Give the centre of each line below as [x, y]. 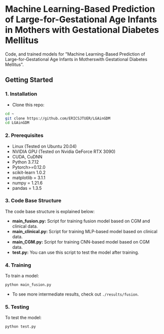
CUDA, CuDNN [27, 156]
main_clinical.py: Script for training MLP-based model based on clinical [85, 231]
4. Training [18, 265]
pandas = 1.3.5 [27, 188]
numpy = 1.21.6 [27, 182]
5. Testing [17, 307]
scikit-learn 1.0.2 [29, 172]
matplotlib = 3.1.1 [29, 178]
